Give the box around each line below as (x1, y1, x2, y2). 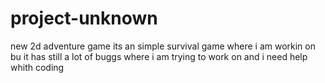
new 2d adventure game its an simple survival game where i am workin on (10, 40, 316, 52)
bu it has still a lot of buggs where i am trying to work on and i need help (10, 50, 308, 62)
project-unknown (10, 7, 158, 30)
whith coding (10, 61, 65, 73)
